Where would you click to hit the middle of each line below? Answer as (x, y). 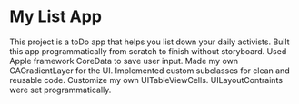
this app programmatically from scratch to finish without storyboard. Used (148, 51)
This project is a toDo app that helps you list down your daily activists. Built (149, 42)
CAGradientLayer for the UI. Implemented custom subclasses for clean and (149, 71)
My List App (56, 17)
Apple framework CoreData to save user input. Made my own (124, 61)
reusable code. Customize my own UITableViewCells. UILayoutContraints (146, 80)
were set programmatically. (60, 90)
